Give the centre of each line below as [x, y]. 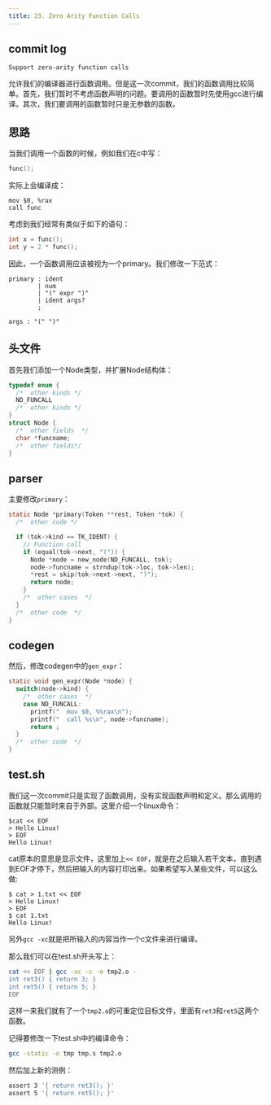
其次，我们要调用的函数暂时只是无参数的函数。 [101, 104]
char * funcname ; [43, 438]
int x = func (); [36, 240]
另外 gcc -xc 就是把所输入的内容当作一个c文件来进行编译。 [105, 939]
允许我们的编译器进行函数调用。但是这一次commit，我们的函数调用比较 [128, 84]
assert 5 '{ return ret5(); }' [61, 1094]
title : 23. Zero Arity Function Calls [74, 16]
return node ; [52, 583]
